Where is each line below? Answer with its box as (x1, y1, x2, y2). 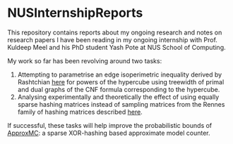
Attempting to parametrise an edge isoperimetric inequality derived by (17, 70, 222, 79)
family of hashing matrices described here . (17, 107, 143, 116)
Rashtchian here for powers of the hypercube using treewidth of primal (17, 77, 225, 86)
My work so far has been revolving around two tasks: (7, 56, 162, 65)
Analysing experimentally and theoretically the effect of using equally (17, 93, 220, 101)
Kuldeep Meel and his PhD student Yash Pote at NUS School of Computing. (7, 43, 226, 51)
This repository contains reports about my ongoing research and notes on (7, 28, 222, 37)
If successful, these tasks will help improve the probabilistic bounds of (7, 121, 213, 129)
